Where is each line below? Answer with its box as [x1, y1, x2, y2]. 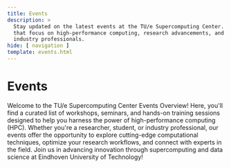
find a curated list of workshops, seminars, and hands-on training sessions [7, 109, 221, 117]
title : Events [7, 10, 48, 17]
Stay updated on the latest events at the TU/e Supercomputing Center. [13, 23, 225, 30]
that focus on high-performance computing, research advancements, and [13, 29, 225, 37]
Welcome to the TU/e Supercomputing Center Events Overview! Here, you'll [7, 101, 223, 109]
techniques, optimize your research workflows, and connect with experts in [7, 138, 222, 146]
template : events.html [7, 49, 73, 56]
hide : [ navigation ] [7, 42, 70, 49]
